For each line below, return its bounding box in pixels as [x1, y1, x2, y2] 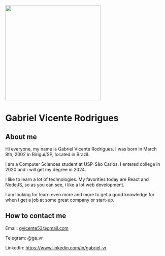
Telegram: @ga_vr [5, 235, 43, 241]
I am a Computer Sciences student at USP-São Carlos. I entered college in [5, 161, 160, 167]
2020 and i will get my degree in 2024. [5, 167, 86, 172]
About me [5, 132, 37, 141]
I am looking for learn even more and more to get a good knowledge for [5, 192, 155, 197]
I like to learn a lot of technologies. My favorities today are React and [5, 176, 149, 182]
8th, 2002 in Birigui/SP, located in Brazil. [5, 152, 90, 157]
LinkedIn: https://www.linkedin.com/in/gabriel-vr [5, 244, 107, 250]
